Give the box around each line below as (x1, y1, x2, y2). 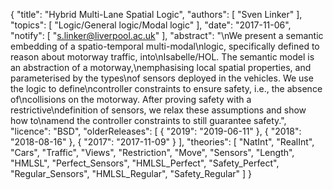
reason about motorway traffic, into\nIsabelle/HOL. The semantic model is (10, 51, 315, 63)
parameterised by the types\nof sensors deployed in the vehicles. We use (10, 72, 314, 84)
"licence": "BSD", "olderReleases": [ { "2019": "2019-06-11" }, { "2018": (10, 125, 302, 137)
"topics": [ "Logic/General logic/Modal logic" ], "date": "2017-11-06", (10, 19, 292, 31)
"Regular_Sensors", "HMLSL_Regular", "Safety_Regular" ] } (10, 168, 252, 179)
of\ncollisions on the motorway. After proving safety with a (10, 94, 252, 105)
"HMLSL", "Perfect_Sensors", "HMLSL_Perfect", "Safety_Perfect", (10, 157, 280, 169)
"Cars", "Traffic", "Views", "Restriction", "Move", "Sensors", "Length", (10, 147, 295, 158)
